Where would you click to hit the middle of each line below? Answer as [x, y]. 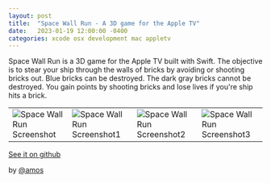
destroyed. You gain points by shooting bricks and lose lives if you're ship [131, 87]
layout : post [30, 16]
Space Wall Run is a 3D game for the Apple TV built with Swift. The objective [135, 61]
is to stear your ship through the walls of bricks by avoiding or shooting [127, 70]
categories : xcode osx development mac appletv [90, 38]
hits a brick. [28, 96]
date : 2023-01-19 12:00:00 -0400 [68, 31]
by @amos [26, 170]
